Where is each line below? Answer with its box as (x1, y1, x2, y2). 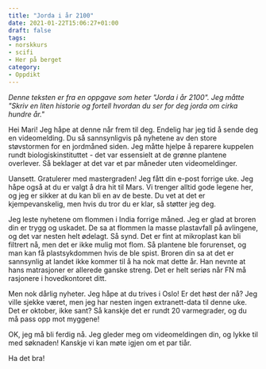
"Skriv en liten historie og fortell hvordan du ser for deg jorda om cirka (8, 101, 238, 110)
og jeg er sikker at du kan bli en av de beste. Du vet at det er (8, 190, 206, 200)
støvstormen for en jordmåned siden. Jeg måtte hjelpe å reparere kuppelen (8, 141, 254, 151)
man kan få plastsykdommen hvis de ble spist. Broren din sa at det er (8, 248, 234, 258)
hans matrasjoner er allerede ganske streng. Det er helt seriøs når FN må (8, 265, 247, 275)
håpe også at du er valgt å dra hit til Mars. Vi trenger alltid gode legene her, (8, 182, 254, 191)
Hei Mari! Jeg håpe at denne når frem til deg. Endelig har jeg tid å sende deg (8, 125, 259, 134)
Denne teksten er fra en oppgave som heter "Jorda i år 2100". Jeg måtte (8, 92, 245, 102)
